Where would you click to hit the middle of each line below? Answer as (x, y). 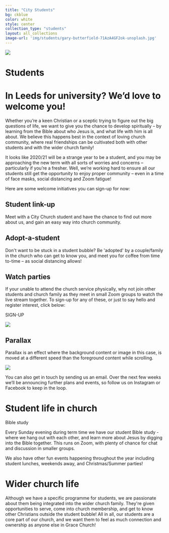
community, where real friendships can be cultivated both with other (76, 142)
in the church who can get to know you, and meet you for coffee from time (83, 256)
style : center (20, 24)
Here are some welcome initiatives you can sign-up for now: (68, 189)
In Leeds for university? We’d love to (83, 96)
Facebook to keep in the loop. (36, 388)
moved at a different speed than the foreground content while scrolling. (79, 358)
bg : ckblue (17, 15)
